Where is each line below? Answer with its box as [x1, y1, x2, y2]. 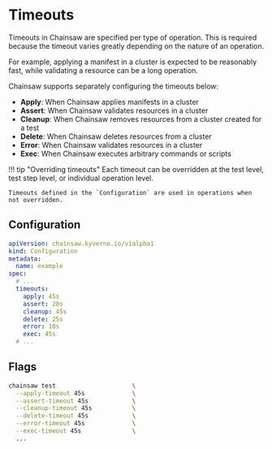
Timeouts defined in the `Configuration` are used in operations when [8, 188, 253, 196]
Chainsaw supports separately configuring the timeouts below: [8, 81, 219, 91]
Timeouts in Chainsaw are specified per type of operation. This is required [8, 32, 257, 42]
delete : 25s [23, 315, 63, 323]
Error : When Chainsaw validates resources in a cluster [19, 140, 203, 149]
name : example [15, 262, 63, 270]
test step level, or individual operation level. [8, 173, 154, 183]
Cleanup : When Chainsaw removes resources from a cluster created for [19, 114, 262, 123]
